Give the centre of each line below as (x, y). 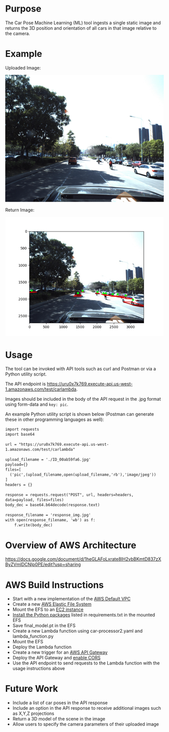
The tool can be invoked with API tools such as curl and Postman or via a (81, 369)
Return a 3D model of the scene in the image (59, 719)
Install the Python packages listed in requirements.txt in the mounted (84, 615)
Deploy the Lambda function (42, 647)
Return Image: (20, 210)
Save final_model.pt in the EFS (44, 626)
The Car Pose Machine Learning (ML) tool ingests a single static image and (83, 23)
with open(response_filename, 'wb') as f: (50, 520)
